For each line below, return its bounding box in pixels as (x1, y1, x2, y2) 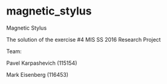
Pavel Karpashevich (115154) (6, 59, 77, 66)
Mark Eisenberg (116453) (6, 71, 68, 78)
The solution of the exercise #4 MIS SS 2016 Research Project (6, 36, 162, 43)
